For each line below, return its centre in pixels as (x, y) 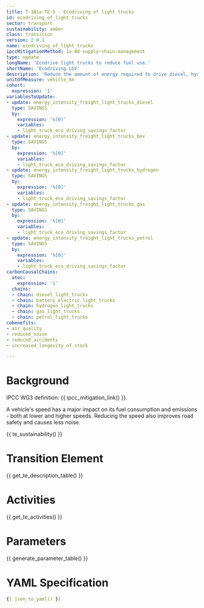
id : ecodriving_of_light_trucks (47, 18)
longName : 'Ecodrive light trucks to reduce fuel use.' (78, 63)
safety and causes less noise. (43, 423)
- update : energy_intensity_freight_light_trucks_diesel (80, 102)
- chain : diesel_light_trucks (50, 295)
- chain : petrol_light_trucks (50, 317)
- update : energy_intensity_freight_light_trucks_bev (76, 136)
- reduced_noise (27, 334)
